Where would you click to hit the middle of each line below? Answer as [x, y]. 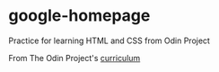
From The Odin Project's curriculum [74, 58]
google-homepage [79, 16]
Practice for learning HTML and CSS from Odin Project [109, 40]
